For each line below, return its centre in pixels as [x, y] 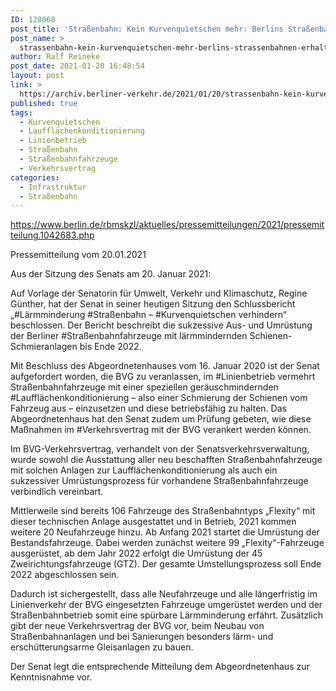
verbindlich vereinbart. [57, 492]
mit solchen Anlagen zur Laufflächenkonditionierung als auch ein [144, 470]
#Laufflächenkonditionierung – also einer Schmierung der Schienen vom [159, 398]
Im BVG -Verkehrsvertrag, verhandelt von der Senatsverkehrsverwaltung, [160, 449]
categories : [35, 177]
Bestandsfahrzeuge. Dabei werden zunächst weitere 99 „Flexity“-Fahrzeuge [167, 543]
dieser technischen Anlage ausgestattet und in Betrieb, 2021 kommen [153, 522]
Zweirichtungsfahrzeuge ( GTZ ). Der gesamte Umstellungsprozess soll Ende [166, 564]
